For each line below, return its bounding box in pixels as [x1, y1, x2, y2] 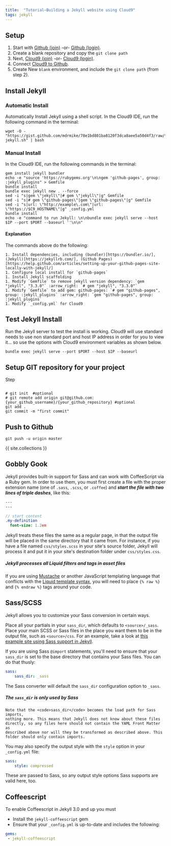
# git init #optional [5, 391, 53, 396]
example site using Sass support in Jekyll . [5, 638, 93, 644]
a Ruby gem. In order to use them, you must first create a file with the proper [5, 479, 166, 485]
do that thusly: [5, 659, 36, 665]
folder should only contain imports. [5, 734, 85, 739]
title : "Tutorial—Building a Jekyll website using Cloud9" [5, 7, 136, 13]
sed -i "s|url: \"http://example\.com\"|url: [5, 202, 103, 207]
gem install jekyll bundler [5, 171, 65, 176]
